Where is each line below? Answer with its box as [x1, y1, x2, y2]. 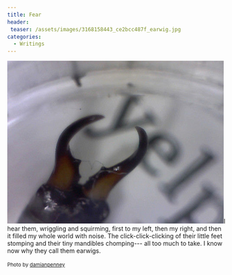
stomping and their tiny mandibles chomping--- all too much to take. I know [7, 240, 223, 248]
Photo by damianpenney [7, 261, 66, 269]
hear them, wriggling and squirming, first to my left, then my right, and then [7, 224, 222, 233]
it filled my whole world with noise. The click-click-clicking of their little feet [7, 232, 223, 240]
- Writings [13, 40, 45, 48]
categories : [7, 33, 42, 40]
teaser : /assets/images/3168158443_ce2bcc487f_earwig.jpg [10, 26, 181, 33]
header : [7, 18, 30, 26]
